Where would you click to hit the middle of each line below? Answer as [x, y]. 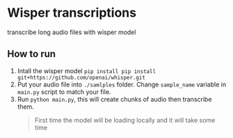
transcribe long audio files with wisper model [72, 32]
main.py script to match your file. [64, 91]
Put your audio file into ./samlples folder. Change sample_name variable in [122, 84]
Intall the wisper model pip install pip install [87, 70]
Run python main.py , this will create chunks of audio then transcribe [114, 99]
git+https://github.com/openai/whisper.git [81, 77]
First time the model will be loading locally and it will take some [125, 120]
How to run [32, 54]
